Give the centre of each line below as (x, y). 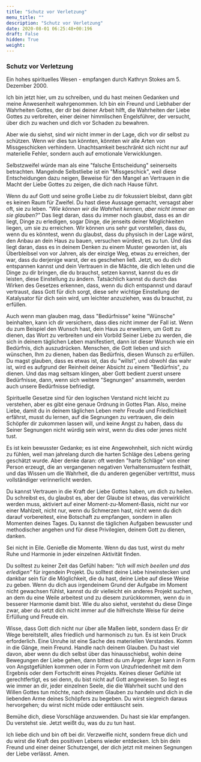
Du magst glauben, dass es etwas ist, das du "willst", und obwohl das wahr (99, 361)
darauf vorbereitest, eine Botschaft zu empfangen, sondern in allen (89, 517)
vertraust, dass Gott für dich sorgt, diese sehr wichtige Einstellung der (93, 292)
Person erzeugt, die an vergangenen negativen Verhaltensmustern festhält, (99, 467)
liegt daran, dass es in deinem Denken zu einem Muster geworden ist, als (97, 247)
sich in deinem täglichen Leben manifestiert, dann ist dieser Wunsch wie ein (100, 342)
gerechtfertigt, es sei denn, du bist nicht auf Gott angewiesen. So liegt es (97, 680)
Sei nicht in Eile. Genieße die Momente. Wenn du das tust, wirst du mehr (95, 548)
